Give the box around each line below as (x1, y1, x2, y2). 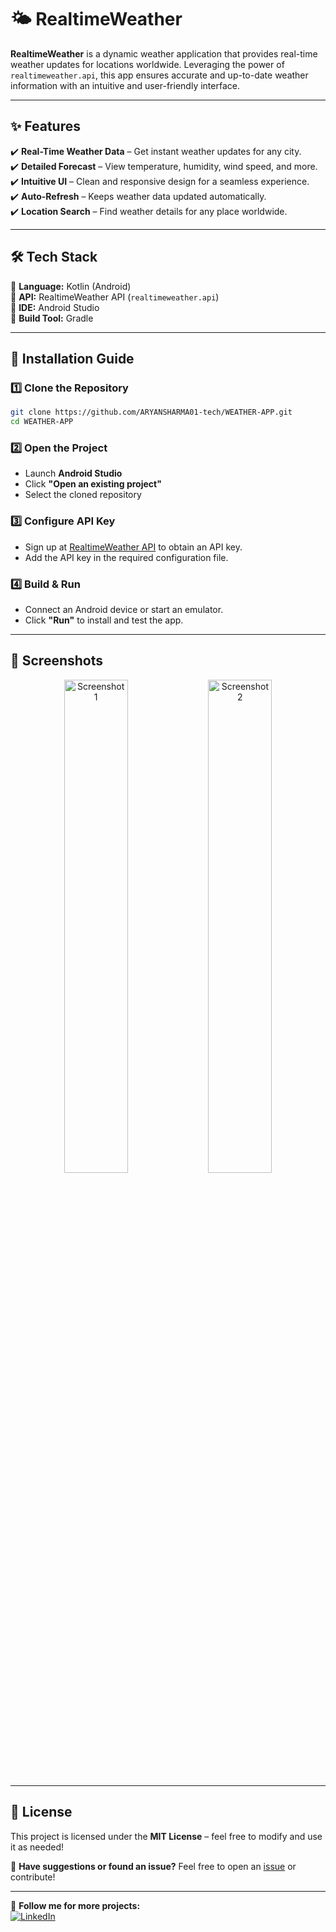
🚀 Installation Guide (10, 350, 135, 367)
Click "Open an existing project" (24, 478, 162, 490)
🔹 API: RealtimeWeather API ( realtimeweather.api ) (10, 291, 220, 303)
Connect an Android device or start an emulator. (24, 603, 224, 615)
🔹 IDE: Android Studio (10, 301, 100, 313)
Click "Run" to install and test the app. (24, 614, 184, 626)
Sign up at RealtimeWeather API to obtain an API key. (24, 541, 243, 553)
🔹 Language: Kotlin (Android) (10, 280, 132, 292)
